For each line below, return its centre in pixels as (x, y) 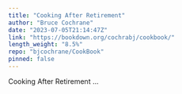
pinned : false (32, 60)
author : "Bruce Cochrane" (51, 23)
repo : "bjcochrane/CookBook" (56, 52)
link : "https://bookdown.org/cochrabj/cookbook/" (92, 37)
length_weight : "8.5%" (45, 45)
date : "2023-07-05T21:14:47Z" (58, 30)
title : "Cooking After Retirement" (67, 15)
